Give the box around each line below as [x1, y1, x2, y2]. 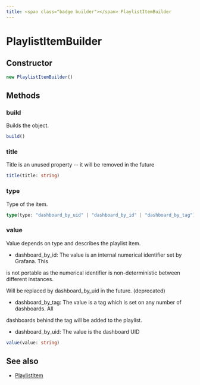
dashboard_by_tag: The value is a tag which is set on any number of [14, 298, 182, 306]
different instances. [6, 275, 54, 282]
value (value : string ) [6, 340, 60, 346]
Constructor [6, 58, 52, 69]
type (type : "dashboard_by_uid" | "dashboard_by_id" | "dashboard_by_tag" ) [6, 212, 196, 218]
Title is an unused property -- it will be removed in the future [6, 161, 155, 168]
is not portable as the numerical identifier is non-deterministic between [6, 269, 180, 276]
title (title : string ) [6, 173, 60, 179]
